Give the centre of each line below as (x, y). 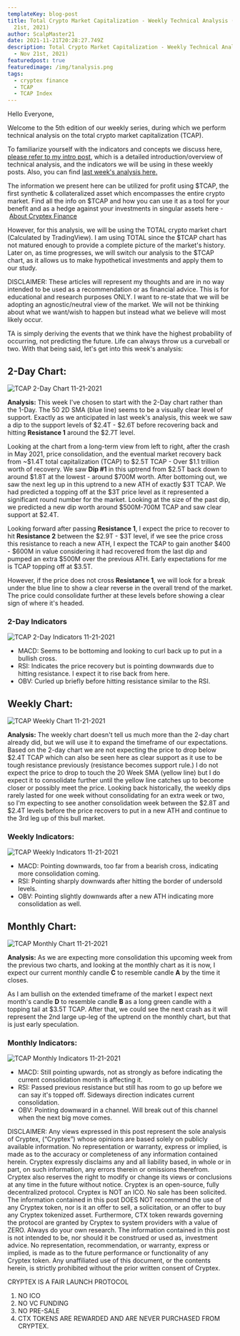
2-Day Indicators (37, 621)
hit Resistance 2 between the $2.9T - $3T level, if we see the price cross (115, 536)
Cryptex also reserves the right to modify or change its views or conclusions (120, 1177)
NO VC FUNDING (43, 1303)
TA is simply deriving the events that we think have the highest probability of (120, 333)
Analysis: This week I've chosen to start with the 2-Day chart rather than (115, 402)
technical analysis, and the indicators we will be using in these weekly (110, 164)
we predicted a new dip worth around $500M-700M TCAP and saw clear (115, 507)
